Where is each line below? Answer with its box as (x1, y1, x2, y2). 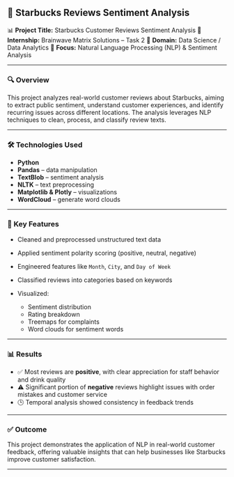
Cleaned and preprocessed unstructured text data (17, 235, 162, 244)
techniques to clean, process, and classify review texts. (7, 116, 166, 124)
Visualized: (17, 289, 49, 297)
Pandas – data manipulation (17, 166, 97, 174)
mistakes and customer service (17, 391, 108, 398)
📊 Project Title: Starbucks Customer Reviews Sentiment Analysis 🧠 (7, 26, 202, 34)
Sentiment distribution (27, 302, 92, 311)
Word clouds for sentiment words (27, 324, 124, 333)
